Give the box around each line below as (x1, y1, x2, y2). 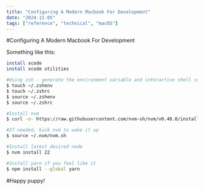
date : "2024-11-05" (6, 15, 56, 21)
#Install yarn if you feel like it (6, 160, 97, 166)
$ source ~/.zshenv (6, 93, 56, 100)
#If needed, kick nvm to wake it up (6, 127, 99, 134)
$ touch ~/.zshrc (6, 88, 50, 94)
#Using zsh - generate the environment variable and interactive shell (6, 77, 191, 83)
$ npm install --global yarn (6, 166, 80, 172)
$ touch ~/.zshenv (6, 83, 53, 89)
